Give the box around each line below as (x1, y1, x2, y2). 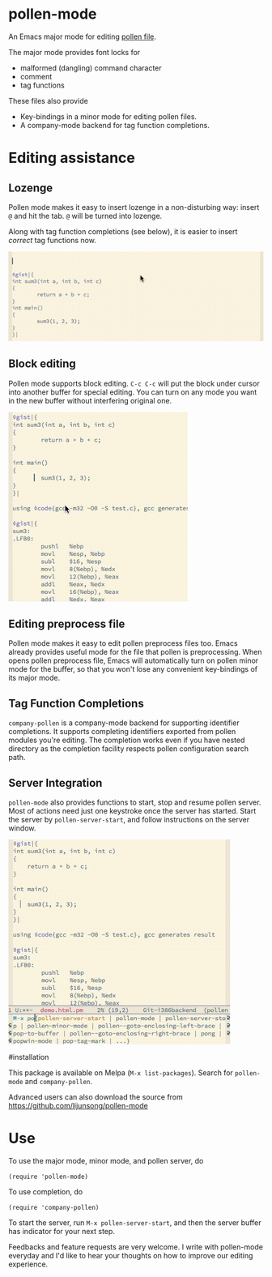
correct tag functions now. (8, 235, 97, 245)
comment (19, 71, 53, 81)
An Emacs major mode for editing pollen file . (8, 32, 156, 41)
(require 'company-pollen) (8, 1203, 100, 1211)
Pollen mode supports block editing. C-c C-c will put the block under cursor (8, 378, 261, 388)
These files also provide (8, 96, 89, 105)
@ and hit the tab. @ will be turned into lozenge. (8, 211, 163, 220)
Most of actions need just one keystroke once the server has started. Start (8, 805, 257, 815)
